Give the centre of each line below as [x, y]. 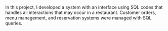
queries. [14, 23]
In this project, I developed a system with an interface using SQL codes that [84, 7]
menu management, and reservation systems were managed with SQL [78, 18]
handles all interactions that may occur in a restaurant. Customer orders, [81, 12]
